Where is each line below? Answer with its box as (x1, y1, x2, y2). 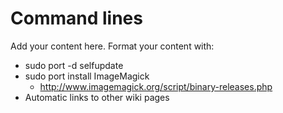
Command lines (10, 7, 143, 30)
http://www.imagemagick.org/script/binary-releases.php (39, 80, 273, 92)
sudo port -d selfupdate (24, 59, 124, 71)
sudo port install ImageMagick (24, 70, 150, 82)
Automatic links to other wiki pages (24, 91, 170, 103)
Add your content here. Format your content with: (10, 40, 215, 52)
